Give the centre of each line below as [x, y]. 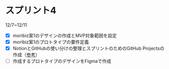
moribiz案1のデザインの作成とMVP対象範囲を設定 [65, 35]
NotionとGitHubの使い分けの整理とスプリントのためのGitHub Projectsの [89, 49]
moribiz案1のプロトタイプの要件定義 [51, 42]
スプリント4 [31, 10]
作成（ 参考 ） [26, 55]
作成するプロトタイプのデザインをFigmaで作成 [62, 61]
